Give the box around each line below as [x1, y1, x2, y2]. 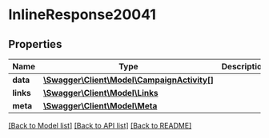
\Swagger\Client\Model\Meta [42, 101, 158, 111]
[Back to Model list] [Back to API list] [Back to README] [8, 121, 192, 130]
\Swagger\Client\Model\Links [42, 88, 159, 98]
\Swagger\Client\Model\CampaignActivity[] [42, 74, 215, 85]
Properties [8, 37, 62, 51]
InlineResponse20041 [8, 6, 156, 24]
